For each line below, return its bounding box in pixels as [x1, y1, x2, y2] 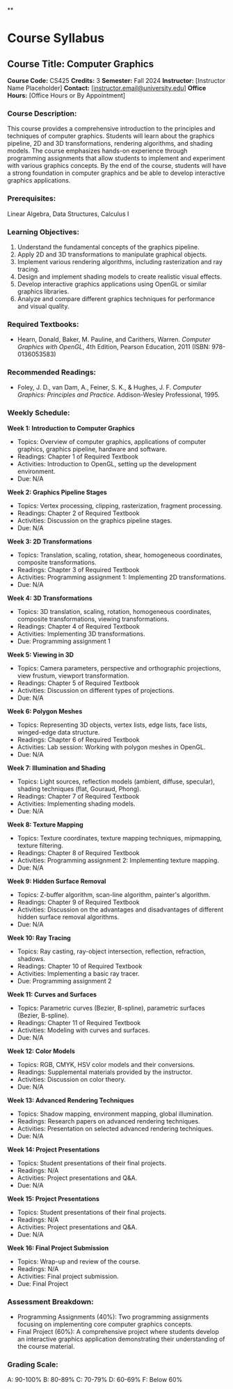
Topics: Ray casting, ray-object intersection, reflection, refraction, [17, 947, 207, 956]
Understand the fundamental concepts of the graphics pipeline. [17, 243, 200, 251]
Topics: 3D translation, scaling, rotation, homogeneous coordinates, [17, 607, 212, 615]
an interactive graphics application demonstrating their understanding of [17, 1335, 225, 1344]
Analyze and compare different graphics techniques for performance [17, 294, 216, 302]
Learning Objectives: [7, 227, 80, 236]
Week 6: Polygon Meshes [7, 707, 83, 715]
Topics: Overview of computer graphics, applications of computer [17, 437, 207, 445]
